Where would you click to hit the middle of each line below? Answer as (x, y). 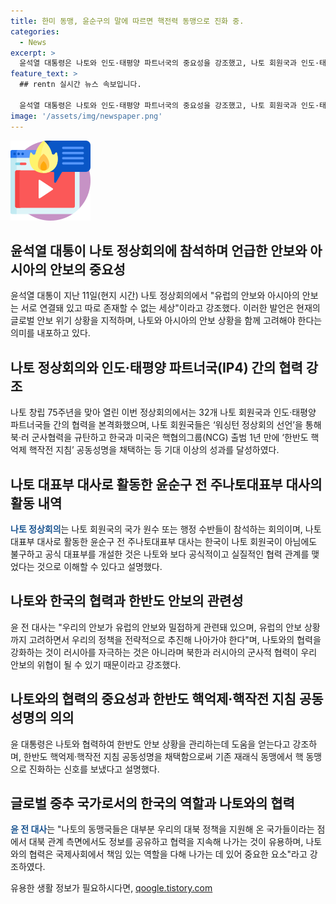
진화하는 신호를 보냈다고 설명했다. (94, 769)
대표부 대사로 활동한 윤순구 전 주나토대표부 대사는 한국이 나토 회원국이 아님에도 (164, 541)
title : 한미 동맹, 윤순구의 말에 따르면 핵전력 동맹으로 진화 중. (127, 21)
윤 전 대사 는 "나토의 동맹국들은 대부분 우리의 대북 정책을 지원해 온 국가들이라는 (162, 829)
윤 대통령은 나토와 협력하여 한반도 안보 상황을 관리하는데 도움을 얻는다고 (150, 744)
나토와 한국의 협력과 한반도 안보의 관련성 (127, 601)
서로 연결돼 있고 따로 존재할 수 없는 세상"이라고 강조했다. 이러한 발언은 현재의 (170, 308)
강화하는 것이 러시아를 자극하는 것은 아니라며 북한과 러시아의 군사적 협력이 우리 (164, 652)
